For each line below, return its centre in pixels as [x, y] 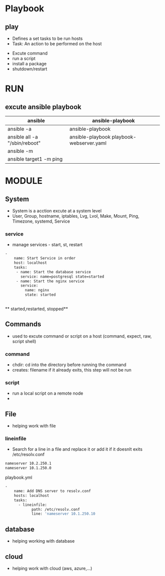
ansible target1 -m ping [35, 159]
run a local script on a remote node [48, 393]
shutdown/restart [30, 69]
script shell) [24, 341]
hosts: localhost [32, 495]
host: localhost [31, 263]
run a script [24, 58]
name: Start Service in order [45, 259]
